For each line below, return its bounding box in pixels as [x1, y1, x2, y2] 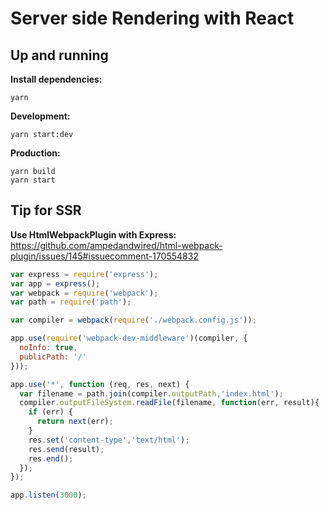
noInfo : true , [19, 343, 78, 353]
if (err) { [28, 407, 74, 417]
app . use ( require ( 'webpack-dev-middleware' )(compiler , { [10, 333, 248, 344]
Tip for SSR [10, 202, 82, 219]
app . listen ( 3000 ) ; [10, 490, 87, 501]
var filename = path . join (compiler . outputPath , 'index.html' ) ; [19, 388, 284, 399]
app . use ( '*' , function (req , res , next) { [10, 379, 190, 389]
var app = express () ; [10, 278, 101, 289]
